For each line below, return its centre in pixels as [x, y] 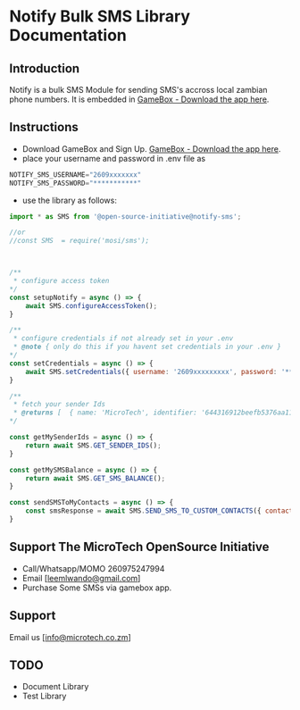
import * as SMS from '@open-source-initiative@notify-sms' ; [125, 216]
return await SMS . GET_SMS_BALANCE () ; [96, 478]
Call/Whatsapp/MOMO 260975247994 [93, 568]
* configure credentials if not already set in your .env [123, 338]
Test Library [44, 696]
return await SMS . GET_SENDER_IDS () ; [94, 445]
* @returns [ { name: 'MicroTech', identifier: [105, 413]
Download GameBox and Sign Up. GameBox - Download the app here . [151, 148]
